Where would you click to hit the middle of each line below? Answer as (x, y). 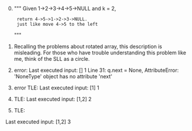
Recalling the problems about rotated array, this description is (88, 46)
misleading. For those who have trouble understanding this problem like (100, 53)
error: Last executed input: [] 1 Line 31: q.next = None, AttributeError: (96, 70)
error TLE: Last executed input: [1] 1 (57, 88)
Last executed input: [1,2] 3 (38, 122)
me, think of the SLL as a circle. (52, 59)
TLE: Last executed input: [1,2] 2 (53, 99)
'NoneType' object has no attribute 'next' (63, 76)
